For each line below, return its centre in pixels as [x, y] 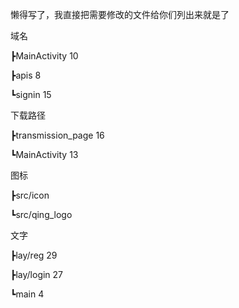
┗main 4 [27, 294]
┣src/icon [30, 195]
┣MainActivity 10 [44, 56]
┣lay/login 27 [37, 274]
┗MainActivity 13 [44, 154]
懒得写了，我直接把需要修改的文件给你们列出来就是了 [120, 14]
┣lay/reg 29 [34, 255]
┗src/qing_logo [41, 214]
